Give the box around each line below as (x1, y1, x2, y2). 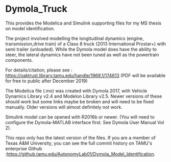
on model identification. (5, 25, 55, 31)
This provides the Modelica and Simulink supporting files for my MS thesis (5, 20, 162, 26)
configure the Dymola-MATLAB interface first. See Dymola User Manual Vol (5, 119, 164, 125)
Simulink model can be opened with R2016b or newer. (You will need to (5, 113, 155, 120)
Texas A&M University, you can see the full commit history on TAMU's (5, 140, 152, 146)
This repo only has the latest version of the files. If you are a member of (5, 134, 156, 141)
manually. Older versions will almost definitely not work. (5, 104, 123, 110)
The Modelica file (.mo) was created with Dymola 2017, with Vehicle (5, 87, 148, 94)
